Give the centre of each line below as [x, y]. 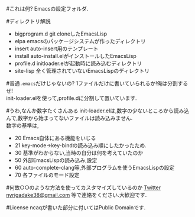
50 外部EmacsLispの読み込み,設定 [56, 160]
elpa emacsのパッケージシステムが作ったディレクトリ [80, 41]
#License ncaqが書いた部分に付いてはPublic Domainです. [76, 208]
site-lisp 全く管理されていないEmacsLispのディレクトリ [82, 71]
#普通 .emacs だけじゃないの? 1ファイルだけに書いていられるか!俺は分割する [97, 83]
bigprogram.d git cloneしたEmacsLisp [61, 34]
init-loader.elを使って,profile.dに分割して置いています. [71, 98]
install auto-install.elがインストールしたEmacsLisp [76, 56]
